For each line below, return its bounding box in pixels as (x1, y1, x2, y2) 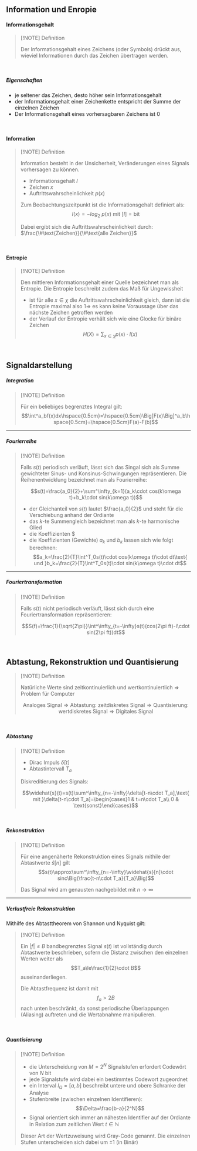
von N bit (29, 1069, 52, 1076)
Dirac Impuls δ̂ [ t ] (29, 759, 70, 766)
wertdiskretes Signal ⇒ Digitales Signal (58, 708, 154, 715)
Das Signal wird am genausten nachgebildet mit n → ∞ (20, 886, 154, 893)
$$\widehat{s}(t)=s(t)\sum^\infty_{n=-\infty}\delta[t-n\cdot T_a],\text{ (22, 789, 189, 796)
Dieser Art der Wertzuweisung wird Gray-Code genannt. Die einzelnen (20, 1132, 191, 1140)
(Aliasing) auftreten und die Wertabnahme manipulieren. (20, 1011, 157, 1018)
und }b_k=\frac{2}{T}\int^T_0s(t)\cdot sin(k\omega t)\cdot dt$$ (33, 559, 186, 566)
